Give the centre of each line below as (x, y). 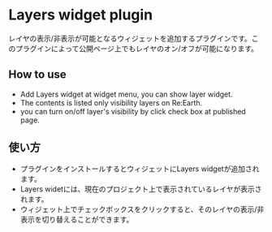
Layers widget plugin (81, 15)
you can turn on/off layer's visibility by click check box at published (133, 111)
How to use (37, 75)
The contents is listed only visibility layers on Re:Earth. (111, 102)
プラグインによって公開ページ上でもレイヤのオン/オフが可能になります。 (136, 48)
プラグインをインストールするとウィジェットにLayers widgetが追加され (140, 169)
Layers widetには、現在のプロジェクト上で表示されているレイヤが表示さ (141, 189)
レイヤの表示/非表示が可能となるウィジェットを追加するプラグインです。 (130, 38)
